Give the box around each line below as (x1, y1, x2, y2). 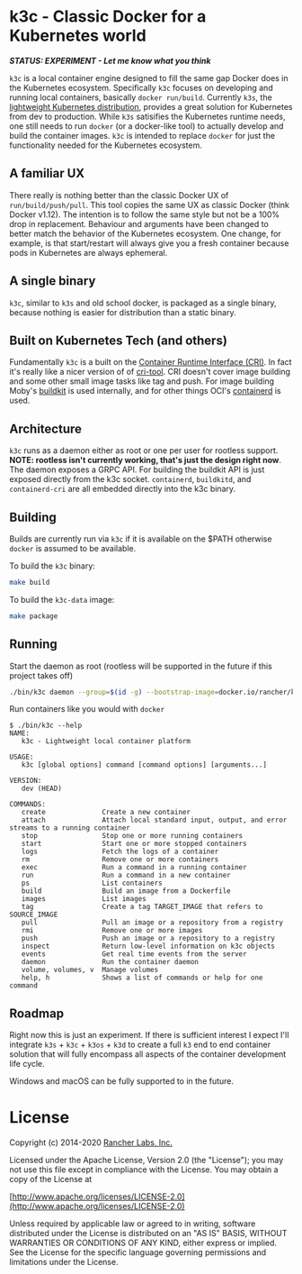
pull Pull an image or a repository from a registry (21, 918, 283, 927)
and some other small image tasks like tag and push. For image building (9, 376, 275, 387)
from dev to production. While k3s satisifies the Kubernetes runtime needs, (9, 111, 286, 122)
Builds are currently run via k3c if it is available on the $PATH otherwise (9, 533, 272, 544)
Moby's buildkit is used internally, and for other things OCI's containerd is (9, 386, 281, 396)
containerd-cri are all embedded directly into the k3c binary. (9, 484, 236, 495)
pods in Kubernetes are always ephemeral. (9, 247, 168, 258)
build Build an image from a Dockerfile (21, 887, 231, 896)
